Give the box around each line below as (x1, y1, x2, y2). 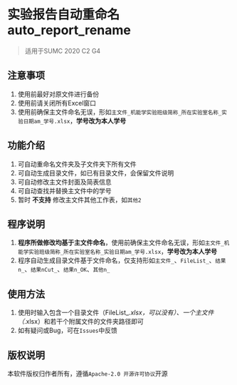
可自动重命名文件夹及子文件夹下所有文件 (17, 160, 137, 168)
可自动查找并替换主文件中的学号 (17, 186, 112, 195)
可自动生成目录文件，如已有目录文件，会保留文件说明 (17, 168, 174, 177)
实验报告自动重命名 (7, 6, 120, 23)
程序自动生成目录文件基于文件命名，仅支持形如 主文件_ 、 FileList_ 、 (17, 256, 216, 265)
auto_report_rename (7, 22, 132, 38)
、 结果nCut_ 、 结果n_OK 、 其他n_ (24, 265, 110, 274)
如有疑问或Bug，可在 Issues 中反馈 (17, 326, 117, 335)
